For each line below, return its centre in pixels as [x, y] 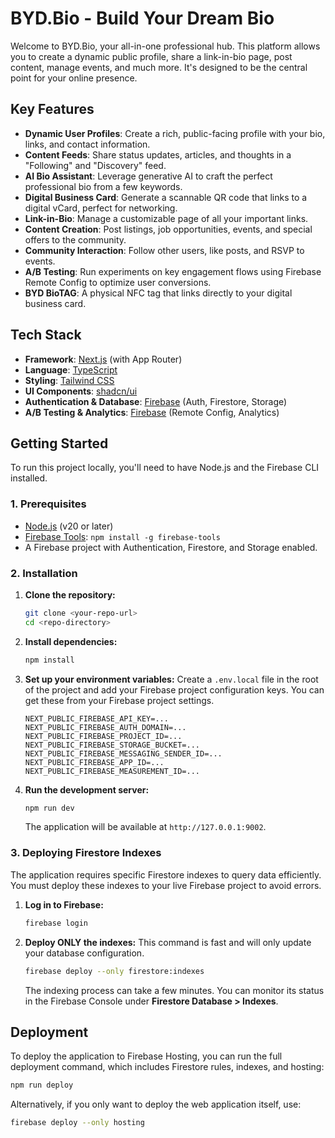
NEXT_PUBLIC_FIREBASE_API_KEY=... [96, 718]
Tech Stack [46, 335]
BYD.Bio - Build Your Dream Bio [142, 18]
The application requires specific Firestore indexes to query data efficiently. [166, 874]
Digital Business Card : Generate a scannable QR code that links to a [166, 197]
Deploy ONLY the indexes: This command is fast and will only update [168, 942]
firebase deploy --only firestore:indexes [114, 971]
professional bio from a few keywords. [103, 186]
